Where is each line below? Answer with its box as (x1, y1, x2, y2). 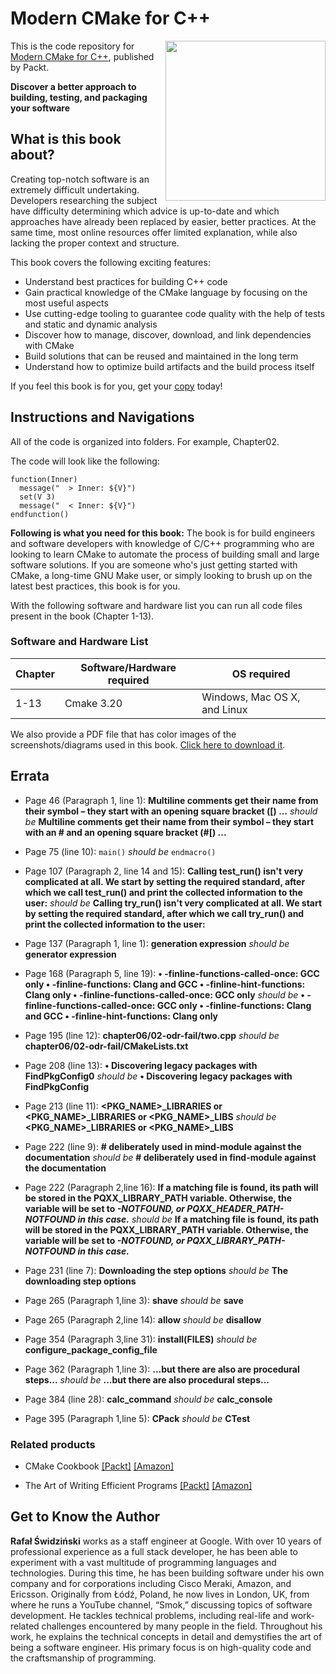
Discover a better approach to (10, 80, 137, 92)
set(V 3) (19, 492, 56, 502)
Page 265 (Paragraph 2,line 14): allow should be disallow (24, 1313, 262, 1326)
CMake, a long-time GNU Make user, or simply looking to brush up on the (10, 569, 313, 581)
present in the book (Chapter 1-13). (10, 610, 155, 622)
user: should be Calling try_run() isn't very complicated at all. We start (24, 897, 323, 909)
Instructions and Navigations (10, 409, 195, 426)
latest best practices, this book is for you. (10, 580, 181, 592)
